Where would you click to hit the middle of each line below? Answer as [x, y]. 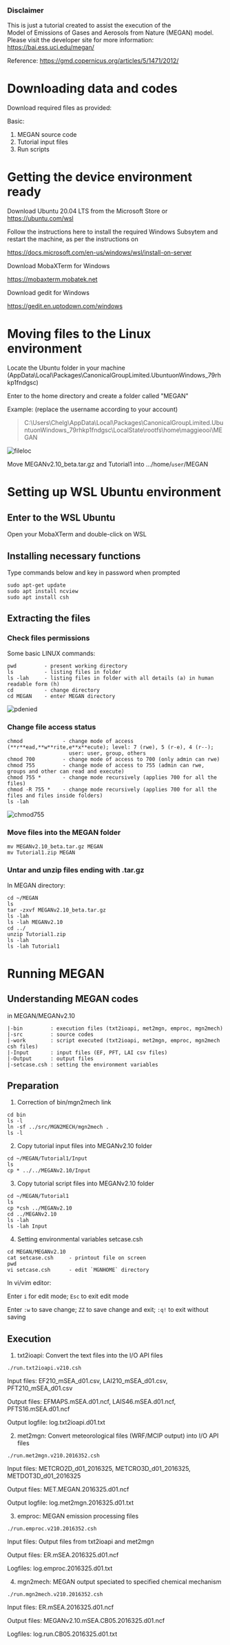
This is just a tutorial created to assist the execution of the [89, 26]
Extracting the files [49, 618]
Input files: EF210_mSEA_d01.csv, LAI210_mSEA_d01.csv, [87, 1381]
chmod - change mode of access [71, 741]
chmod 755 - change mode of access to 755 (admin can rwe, [106, 765]
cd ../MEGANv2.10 [32, 1214]
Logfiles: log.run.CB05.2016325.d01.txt [62, 1634]
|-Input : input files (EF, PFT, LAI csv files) [87, 1053]
